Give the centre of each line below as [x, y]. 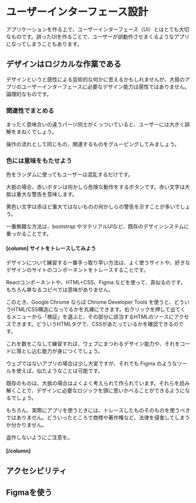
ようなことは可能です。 [75, 371]
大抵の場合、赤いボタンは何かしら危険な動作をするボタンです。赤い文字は [96, 187]
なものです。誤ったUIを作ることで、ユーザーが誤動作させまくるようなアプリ [98, 36]
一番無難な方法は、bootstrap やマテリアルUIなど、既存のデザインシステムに [98, 226]
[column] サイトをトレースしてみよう [51, 248]
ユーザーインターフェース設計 [77, 12]
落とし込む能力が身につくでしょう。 [60, 351]
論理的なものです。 [29, 94]
